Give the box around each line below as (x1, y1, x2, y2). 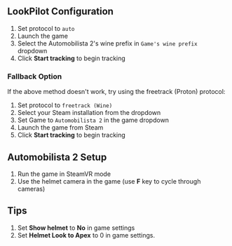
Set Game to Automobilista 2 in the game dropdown (17, 116, 170, 125)
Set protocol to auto (17, 24, 75, 32)
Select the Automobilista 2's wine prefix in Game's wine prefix (17, 39, 198, 48)
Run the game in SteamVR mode (17, 170, 111, 178)
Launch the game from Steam (17, 123, 104, 132)
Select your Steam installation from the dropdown (17, 109, 161, 117)
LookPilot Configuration (7, 6, 114, 18)
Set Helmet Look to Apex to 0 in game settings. (17, 231, 156, 239)
